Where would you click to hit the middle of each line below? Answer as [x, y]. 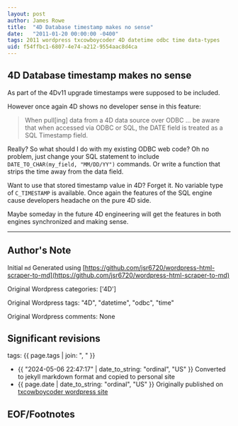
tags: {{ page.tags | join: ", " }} [51, 356]
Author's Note [39, 251]
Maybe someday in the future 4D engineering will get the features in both [114, 214]
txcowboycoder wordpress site [63, 392]
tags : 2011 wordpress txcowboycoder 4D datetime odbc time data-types [114, 40]
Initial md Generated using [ [46, 267]
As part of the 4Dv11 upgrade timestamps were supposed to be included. [114, 92]
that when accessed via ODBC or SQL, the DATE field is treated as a [124, 128]
